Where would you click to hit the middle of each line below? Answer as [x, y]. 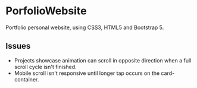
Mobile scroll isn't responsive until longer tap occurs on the [87, 73]
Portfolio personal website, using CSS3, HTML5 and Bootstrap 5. [85, 27]
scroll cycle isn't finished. [45, 67]
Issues [18, 46]
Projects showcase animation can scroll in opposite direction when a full [103, 60]
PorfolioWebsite [46, 11]
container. [26, 79]
